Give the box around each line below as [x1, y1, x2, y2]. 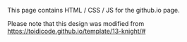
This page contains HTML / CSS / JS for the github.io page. [7, 6, 180, 14]
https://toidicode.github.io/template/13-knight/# [7, 27, 146, 35]
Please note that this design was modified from [7, 20, 145, 27]
